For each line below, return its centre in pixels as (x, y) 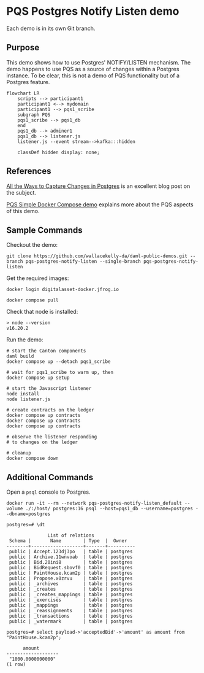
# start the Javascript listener (49, 389)
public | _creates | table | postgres (71, 589)
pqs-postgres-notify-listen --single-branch (83, 262)
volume (15, 509)
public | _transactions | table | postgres (71, 616)
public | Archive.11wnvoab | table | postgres (71, 557)
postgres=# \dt (26, 525)
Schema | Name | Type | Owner (68, 541)
